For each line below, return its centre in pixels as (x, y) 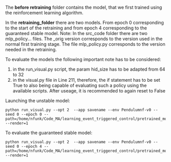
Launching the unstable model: (38, 101)
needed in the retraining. (31, 50)
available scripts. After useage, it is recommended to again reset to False (89, 91)
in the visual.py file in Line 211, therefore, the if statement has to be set (86, 80)
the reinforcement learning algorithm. (45, 13)
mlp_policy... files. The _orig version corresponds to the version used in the (84, 39)
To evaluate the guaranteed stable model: (49, 133)
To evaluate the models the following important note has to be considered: (83, 59)
